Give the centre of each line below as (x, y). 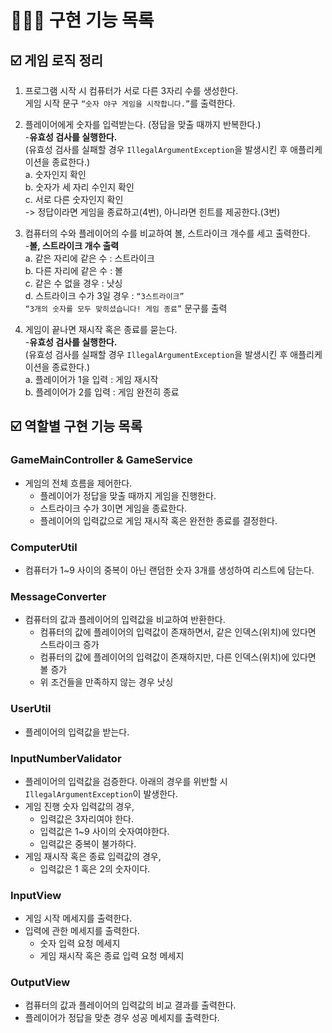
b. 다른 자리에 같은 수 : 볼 (73, 270)
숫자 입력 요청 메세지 (80, 943)
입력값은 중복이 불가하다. (88, 843)
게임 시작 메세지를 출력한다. (78, 918)
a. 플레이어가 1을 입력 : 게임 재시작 (91, 379)
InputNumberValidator (66, 758)
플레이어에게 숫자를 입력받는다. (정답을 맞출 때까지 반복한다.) (143, 124)
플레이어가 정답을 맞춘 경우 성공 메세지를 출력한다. (122, 1018)
